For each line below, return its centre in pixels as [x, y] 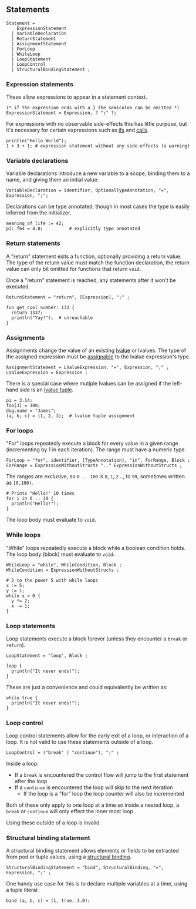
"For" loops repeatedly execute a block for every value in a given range [92, 444]
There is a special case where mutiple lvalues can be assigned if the [89, 383]
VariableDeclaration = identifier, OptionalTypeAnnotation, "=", [87, 190]
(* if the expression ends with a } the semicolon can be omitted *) [93, 108]
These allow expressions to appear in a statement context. [77, 97]
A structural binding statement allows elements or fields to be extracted [92, 851]
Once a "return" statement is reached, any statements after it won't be [91, 280]
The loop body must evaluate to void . [51, 520]
